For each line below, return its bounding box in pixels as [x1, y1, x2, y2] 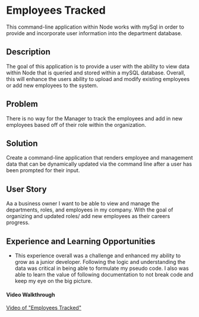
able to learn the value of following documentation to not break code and [14, 271, 194, 278]
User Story [6, 184, 47, 194]
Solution [6, 138, 38, 148]
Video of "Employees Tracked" [6, 304, 82, 312]
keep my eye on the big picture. [14, 278, 93, 284]
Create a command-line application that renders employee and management [6, 154, 193, 161]
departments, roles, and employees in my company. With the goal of [6, 206, 173, 213]
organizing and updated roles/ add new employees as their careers [6, 213, 170, 220]
